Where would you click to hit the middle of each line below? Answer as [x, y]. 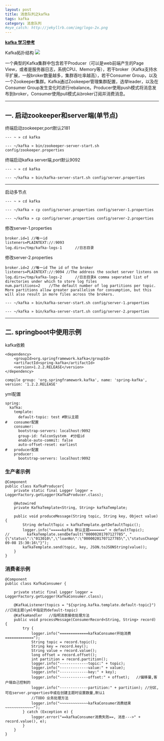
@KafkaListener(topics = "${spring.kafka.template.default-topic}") [85, 605]
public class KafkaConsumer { [36, 584]
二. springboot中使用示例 [43, 332]
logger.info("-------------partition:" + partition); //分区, [95, 688]
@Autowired [25, 503]
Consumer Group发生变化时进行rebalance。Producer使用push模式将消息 [79, 88]
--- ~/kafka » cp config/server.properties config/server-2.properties [79, 218]
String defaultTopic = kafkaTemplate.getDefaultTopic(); [82, 525]
